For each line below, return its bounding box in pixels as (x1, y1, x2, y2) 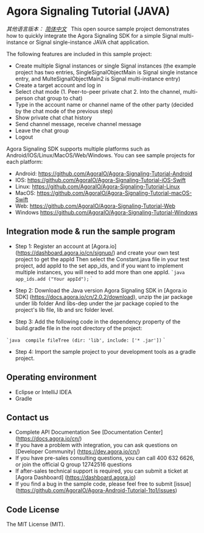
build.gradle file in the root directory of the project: (15, 324, 142, 331)
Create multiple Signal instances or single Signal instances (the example (15, 62, 196, 69)
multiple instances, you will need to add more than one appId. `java (15, 268, 185, 275)
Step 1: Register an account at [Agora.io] (15, 242, 117, 250)
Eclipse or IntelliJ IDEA (15, 388, 72, 395)
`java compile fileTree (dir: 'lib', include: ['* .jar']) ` (6, 336, 166, 344)
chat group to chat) (34, 94, 83, 102)
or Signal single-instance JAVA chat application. (29, 38, 150, 46)
